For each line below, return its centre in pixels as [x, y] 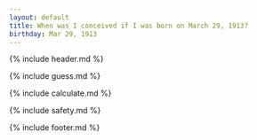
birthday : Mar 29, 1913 [53, 34]
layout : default [39, 17]
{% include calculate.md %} [60, 93]
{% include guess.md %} [55, 76]
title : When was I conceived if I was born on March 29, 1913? [129, 26]
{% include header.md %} [56, 59]
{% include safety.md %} [55, 111]
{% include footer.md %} [55, 128]
